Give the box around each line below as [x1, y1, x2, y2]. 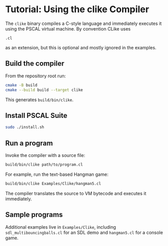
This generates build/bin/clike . [5, 97, 74, 103]
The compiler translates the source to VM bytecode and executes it [5, 190, 147, 196]
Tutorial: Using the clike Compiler [5, 4, 149, 15]
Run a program [5, 139, 53, 147]
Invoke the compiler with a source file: [5, 152, 86, 158]
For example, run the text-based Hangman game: [5, 171, 108, 177]
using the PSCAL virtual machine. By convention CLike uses [5, 25, 131, 32]
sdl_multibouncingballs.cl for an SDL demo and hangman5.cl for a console [5, 229, 163, 235]
